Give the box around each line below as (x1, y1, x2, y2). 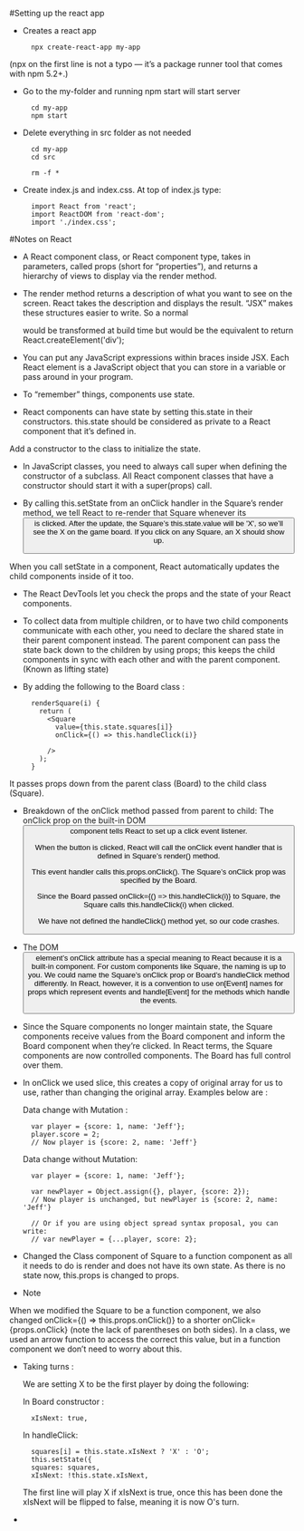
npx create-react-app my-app (31, 43, 141, 52)
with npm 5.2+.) (9, 68, 69, 79)
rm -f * (31, 169, 61, 178)
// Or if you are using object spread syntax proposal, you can (31, 1219, 279, 1228)
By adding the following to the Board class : (22, 682, 185, 693)
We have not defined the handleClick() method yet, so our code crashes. (37, 916, 280, 925)
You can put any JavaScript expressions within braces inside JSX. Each (22, 353, 290, 363)
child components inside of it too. (9, 571, 134, 582)
